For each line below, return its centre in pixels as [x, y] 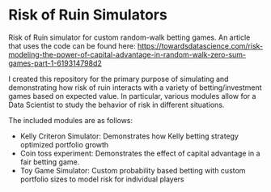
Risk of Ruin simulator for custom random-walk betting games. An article [129, 37]
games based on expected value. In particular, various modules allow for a [132, 96]
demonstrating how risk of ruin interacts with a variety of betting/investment [135, 87]
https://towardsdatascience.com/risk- [200, 45]
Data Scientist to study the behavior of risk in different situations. [116, 105]
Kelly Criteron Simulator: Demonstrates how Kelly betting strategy [129, 136]
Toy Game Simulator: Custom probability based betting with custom [133, 170]
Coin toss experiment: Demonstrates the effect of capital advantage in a [140, 153]
